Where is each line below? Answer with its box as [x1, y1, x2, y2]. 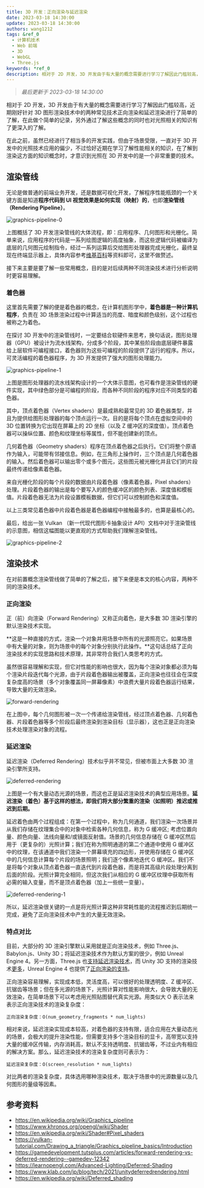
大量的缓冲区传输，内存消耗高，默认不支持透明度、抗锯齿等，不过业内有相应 [6, 1040, 198, 1048]
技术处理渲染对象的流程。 [6, 726, 70, 733]
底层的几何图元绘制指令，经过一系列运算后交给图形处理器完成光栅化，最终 [6, 244, 192, 251]
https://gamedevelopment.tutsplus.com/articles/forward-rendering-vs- [15, 1149, 193, 1156]
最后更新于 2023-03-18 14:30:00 [21, 89, 103, 96]
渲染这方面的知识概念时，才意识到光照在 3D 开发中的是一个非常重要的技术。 [6, 152, 197, 160]
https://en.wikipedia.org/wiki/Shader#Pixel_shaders [15, 1129, 144, 1136]
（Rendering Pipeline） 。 [6, 204, 69, 211]
